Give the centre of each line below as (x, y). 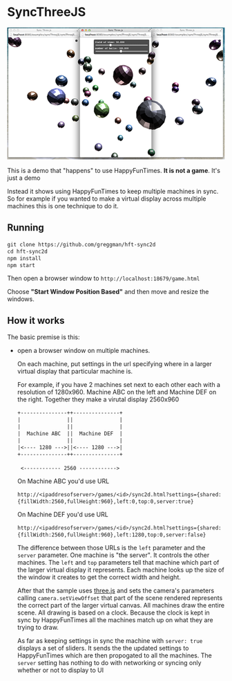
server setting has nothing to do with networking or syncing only (109, 663)
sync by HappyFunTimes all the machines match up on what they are (115, 620)
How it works (36, 320)
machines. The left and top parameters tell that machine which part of (118, 563)
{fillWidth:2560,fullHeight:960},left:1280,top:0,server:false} (112, 535)
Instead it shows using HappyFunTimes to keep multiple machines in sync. (113, 191)
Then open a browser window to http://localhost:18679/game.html (104, 278)
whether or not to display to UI (60, 670)
